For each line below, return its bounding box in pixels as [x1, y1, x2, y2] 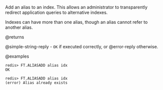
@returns [5, 34, 24, 40]
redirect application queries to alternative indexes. [5, 9, 108, 15]
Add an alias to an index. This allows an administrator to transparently [5, 4, 148, 10]
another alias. [5, 24, 33, 30]
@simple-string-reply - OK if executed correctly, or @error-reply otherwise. [5, 44, 159, 49]
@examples [5, 53, 29, 59]
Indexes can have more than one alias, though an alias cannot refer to [5, 19, 148, 25]
